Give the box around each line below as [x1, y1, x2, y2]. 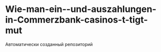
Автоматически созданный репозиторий [5, 41, 93, 47]
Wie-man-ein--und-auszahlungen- [5, 3, 156, 15]
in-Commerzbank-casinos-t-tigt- [5, 14, 148, 25]
